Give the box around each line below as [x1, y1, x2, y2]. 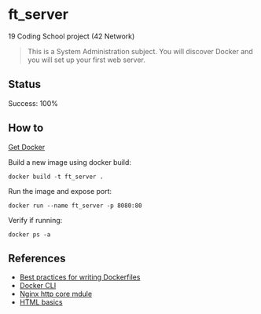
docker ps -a [8, 230, 51, 239]
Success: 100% [8, 98, 59, 108]
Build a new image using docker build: [8, 157, 132, 166]
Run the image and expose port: [8, 186, 112, 195]
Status [8, 78, 42, 91]
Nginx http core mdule [19, 289, 93, 299]
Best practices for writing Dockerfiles [19, 272, 141, 282]
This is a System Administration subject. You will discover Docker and [27, 46, 253, 56]
